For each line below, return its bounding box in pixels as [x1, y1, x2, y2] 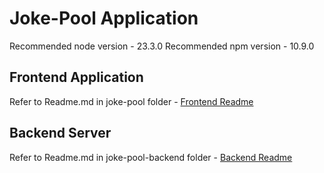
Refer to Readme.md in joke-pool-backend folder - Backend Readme [9, 151, 293, 163]
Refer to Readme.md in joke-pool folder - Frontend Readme [9, 95, 254, 107]
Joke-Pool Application [9, 7, 199, 30]
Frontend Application [9, 69, 144, 86]
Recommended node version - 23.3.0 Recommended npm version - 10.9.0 [9, 40, 315, 52]
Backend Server [9, 125, 112, 142]
